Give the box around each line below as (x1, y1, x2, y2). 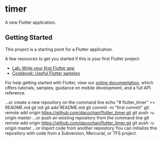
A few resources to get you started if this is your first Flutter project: (5, 56, 140, 62)
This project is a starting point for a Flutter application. (5, 46, 113, 52)
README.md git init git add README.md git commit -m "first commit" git (5, 104, 149, 110)
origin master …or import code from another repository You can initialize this (5, 125, 157, 131)
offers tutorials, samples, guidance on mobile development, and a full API (5, 85, 151, 91)
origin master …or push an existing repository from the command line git (5, 115, 149, 121)
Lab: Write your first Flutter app (12, 65, 75, 71)
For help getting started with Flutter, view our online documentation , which (5, 79, 154, 85)
